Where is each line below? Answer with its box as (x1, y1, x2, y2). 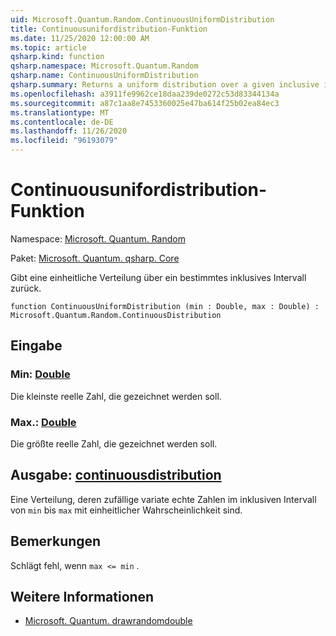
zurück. (10, 282, 42, 294)
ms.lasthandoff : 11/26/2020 (10, 126, 128, 136)
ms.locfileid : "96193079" (10, 136, 118, 146)
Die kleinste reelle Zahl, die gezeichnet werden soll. (10, 390, 222, 402)
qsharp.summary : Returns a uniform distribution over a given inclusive (10, 80, 320, 90)
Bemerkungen (10, 533, 102, 550)
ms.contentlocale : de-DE (10, 117, 114, 127)
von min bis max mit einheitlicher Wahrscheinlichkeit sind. (10, 504, 243, 516)
